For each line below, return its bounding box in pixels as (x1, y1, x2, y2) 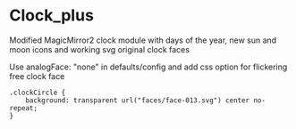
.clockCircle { (9, 88, 66, 97)
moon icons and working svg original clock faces (9, 44, 190, 54)
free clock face (9, 70, 65, 81)
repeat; (9, 103, 38, 112)
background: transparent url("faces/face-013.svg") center (25, 95, 250, 105)
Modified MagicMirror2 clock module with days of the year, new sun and (9, 35, 277, 45)
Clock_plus (9, 5, 94, 26)
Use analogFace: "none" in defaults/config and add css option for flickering (9, 61, 288, 72)
